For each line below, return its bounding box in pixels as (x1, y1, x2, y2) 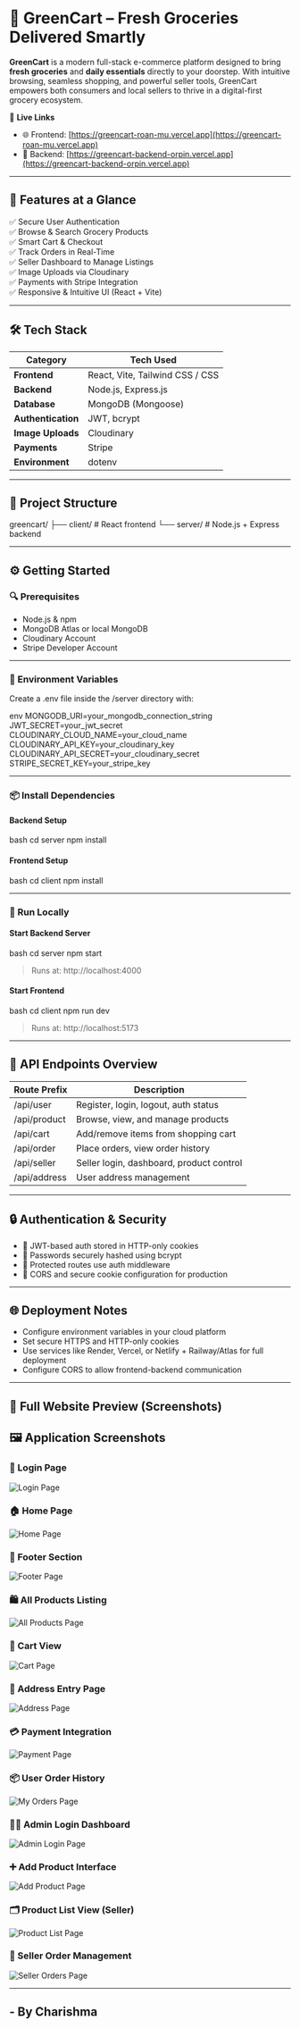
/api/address (13, 1170, 67, 1183)
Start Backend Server (9, 928, 91, 939)
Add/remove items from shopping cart (75, 1127, 237, 1140)
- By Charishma (9, 2005, 98, 2020)
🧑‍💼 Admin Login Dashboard (9, 1818, 131, 1831)
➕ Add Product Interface (9, 1860, 117, 1873)
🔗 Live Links (9, 112, 55, 122)
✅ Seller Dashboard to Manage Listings (9, 256, 154, 267)
